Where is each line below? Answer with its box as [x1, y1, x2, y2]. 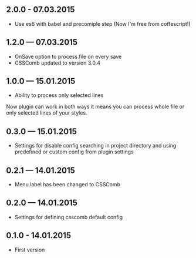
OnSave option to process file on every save [14, 53, 122, 60]
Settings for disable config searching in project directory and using [14, 142, 177, 149]
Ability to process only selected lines [14, 92, 104, 99]
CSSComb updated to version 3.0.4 [14, 59, 101, 66]
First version [14, 246, 45, 253]
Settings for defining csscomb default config [14, 213, 123, 220]
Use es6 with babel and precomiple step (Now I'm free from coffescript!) [14, 20, 191, 27]
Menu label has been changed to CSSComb [14, 181, 121, 188]
